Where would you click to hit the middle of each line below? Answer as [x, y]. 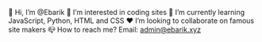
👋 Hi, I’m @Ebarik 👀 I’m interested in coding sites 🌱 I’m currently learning [127, 12]
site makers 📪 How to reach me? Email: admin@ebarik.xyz [104, 29]
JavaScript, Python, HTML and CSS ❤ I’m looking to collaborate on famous [131, 21]
